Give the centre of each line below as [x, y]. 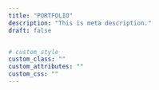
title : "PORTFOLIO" [41, 16]
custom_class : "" [37, 59]
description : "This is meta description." [80, 23]
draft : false [30, 30]
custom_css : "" [34, 74]
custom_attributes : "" [46, 67]
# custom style [34, 52]
